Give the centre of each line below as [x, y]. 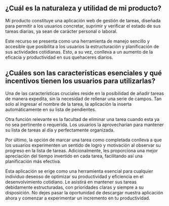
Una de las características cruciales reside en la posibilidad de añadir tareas [85, 93]
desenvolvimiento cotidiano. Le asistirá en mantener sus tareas [71, 182]
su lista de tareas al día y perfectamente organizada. [60, 130]
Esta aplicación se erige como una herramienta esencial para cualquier [79, 171]
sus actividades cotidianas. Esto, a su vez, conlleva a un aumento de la [79, 52]
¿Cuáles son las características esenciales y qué [83, 73]
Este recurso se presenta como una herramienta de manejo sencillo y [78, 41]
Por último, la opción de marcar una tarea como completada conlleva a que [83, 140]
